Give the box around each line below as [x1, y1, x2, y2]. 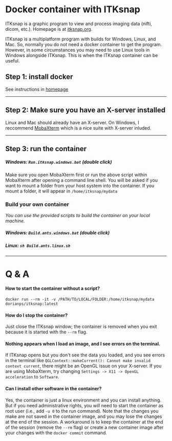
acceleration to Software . [5, 374, 59, 380]
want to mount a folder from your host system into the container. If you [5, 182, 155, 188]
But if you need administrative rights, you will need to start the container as [5, 402, 164, 408]
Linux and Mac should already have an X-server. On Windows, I [5, 119, 139, 125]
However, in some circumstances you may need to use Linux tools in [5, 47, 150, 53]
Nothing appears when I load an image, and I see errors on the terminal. [5, 341, 160, 347]
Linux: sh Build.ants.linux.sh [5, 242, 71, 249]
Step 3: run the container [5, 144, 87, 153]
